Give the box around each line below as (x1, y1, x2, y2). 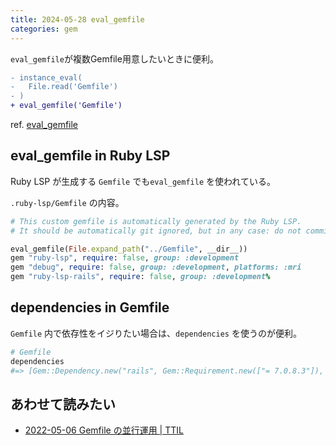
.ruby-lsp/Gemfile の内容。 (10, 196, 125, 208)
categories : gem (10, 24, 78, 34)
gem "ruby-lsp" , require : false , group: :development (10, 253, 240, 263)
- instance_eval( (10, 72, 83, 83)
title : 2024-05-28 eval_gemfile (10, 14, 145, 25)
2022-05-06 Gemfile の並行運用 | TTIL (24, 424, 184, 436)
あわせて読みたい (10, 396, 116, 413)
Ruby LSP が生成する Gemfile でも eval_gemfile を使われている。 (10, 175, 276, 187)
